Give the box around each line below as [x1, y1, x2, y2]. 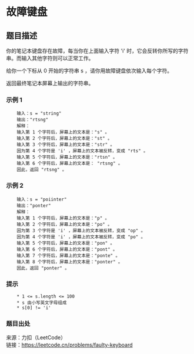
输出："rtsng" [16, 117, 49, 123]
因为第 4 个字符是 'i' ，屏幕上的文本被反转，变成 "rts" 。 [16, 148, 148, 154]
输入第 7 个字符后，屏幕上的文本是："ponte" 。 [16, 252, 121, 259]
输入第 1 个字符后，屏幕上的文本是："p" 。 [16, 215, 110, 221]
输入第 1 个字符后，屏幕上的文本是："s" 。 [16, 129, 110, 135]
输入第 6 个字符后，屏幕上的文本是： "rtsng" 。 [16, 161, 123, 166]
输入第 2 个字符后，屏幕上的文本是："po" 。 [16, 221, 113, 227]
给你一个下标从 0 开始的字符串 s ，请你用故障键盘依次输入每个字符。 [6, 67, 172, 74]
